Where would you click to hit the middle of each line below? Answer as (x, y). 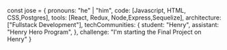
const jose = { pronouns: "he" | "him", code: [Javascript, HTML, (96, 10)
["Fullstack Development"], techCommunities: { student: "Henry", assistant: (113, 25)
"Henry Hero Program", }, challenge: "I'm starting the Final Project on (104, 32)
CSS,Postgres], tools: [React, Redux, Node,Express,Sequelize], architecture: (114, 18)
